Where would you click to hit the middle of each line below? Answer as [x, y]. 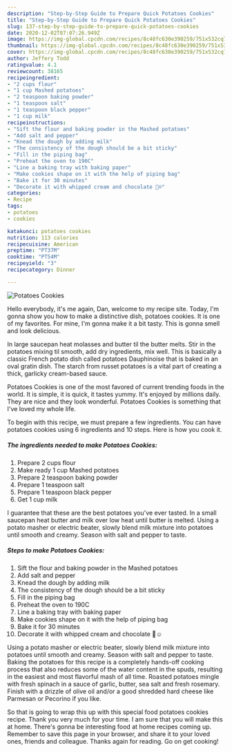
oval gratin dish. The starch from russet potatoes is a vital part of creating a [115, 366]
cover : [17, 52]
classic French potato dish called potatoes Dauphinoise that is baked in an [113, 359]
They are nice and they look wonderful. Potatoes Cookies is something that [114, 402]
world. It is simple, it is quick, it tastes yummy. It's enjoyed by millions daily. [114, 394]
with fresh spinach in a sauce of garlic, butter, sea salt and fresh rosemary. [114, 684]
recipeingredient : [33, 78]
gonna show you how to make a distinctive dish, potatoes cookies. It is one [114, 316]
